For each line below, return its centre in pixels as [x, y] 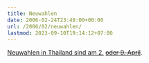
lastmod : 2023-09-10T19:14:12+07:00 [60, 33]
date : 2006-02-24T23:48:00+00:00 [55, 20]
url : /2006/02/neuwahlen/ [44, 26]
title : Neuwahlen [32, 13]
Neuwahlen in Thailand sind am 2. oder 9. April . [75, 53]
